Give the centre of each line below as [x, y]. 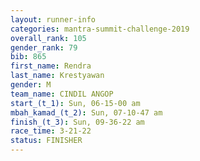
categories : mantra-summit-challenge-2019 [100, 29]
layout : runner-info [53, 19]
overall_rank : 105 [48, 38]
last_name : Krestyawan [57, 76]
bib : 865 [28, 57]
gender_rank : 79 [44, 47]
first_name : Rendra [51, 66]
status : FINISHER [46, 141]
